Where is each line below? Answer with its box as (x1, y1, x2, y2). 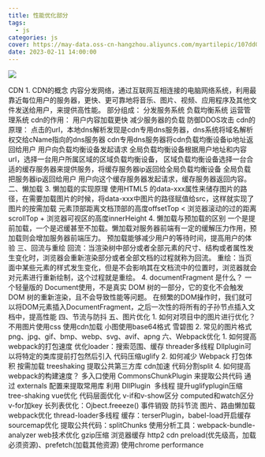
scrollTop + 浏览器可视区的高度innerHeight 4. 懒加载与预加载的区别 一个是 (8, 214, 249, 223)
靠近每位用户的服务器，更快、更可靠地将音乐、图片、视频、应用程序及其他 (8, 95, 250, 105)
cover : (8, 41, 30, 49)
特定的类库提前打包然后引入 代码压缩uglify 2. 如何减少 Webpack (21, 351, 230, 361)
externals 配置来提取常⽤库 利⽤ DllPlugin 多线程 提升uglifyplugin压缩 (17, 381, 243, 390)
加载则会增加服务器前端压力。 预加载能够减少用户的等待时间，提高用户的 (8, 233, 245, 243)
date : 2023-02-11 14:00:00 (8, 48, 97, 56)
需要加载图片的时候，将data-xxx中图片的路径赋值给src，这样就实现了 (28, 194, 255, 203)
